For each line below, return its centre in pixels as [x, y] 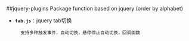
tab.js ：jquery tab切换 [43, 20]
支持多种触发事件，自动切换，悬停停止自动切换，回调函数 [80, 33]
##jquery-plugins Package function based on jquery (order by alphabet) [95, 8]
